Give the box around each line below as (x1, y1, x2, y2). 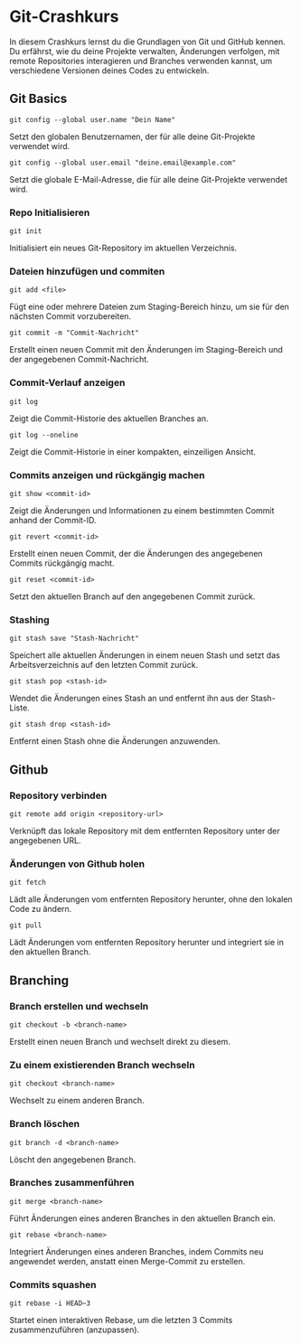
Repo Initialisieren (9, 206, 90, 219)
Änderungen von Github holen (9, 857, 146, 869)
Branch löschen (9, 1118, 80, 1131)
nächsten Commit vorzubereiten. (9, 311, 132, 322)
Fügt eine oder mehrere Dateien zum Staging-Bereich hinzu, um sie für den (9, 301, 289, 313)
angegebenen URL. (9, 834, 81, 846)
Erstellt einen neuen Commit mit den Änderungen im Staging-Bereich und (9, 344, 283, 355)
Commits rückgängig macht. (9, 558, 115, 569)
